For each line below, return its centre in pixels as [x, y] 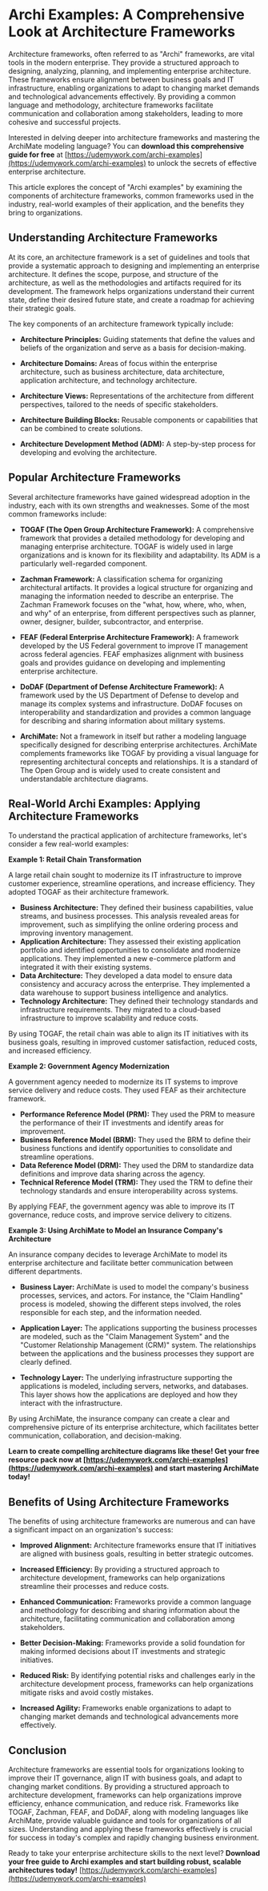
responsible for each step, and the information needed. [111, 1313]
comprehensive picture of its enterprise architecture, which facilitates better [134, 1427]
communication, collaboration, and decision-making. [95, 1436]
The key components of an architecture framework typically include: [121, 324]
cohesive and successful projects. [65, 122]
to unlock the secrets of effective [202, 163]
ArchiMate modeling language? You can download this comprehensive [126, 146]
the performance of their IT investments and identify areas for [122, 1123]
